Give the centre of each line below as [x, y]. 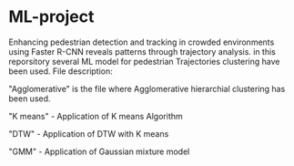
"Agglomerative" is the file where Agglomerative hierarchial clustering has [147, 88]
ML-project [51, 17]
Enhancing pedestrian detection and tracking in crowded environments [142, 42]
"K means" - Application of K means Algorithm [96, 116]
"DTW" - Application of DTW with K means [89, 133]
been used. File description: [61, 71]
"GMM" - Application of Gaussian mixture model [99, 151]
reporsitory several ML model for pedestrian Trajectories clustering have [144, 61]
